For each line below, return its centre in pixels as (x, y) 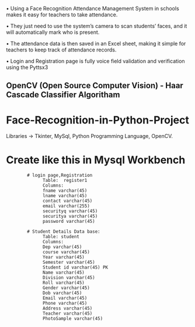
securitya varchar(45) (70, 216)
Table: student (61, 237)
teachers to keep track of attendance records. (61, 50)
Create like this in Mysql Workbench (96, 160)
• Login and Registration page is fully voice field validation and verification (95, 61)
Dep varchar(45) (62, 247)
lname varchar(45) (65, 196)
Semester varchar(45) (69, 263)
